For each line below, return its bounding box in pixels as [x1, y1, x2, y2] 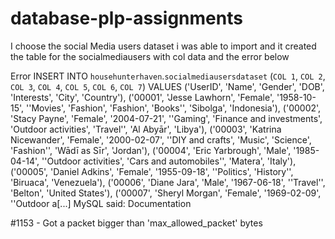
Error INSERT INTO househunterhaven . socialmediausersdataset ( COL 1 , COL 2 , [10, 70, 326, 82]
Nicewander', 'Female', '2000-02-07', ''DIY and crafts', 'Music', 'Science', [10, 133, 312, 146]
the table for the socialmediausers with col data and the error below [10, 50, 290, 62]
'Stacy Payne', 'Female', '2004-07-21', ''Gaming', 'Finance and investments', [10, 112, 323, 124]
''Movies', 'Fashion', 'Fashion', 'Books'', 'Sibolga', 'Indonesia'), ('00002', [26, 102, 322, 114]
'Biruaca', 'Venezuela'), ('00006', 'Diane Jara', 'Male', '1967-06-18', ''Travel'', [10, 176, 326, 188]
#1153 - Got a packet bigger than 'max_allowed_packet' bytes [10, 217, 263, 229]
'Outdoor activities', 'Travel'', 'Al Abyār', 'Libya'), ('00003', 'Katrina [10, 123, 282, 135]
